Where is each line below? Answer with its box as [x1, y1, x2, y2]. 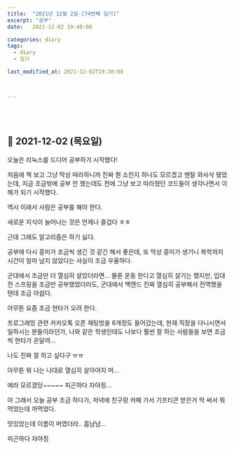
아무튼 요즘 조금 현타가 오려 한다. [7, 303, 97, 312]
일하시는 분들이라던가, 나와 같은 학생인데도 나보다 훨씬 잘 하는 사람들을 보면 [7, 327, 213, 335]
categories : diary [7, 36, 61, 43]
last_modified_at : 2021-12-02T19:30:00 [7, 68, 124, 75]
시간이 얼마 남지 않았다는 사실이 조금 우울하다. [7, 256, 133, 264]
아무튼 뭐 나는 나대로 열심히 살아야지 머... [7, 366, 119, 374]
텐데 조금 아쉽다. [7, 288, 53, 297]
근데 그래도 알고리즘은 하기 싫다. [7, 232, 96, 241]
